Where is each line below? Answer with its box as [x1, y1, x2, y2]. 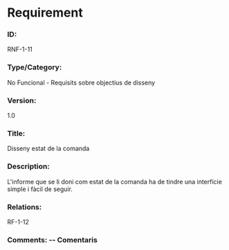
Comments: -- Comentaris [7, 235, 98, 244]
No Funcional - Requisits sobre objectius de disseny [7, 78, 156, 87]
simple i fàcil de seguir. [7, 185, 73, 193]
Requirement [7, 5, 83, 21]
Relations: [7, 202, 42, 212]
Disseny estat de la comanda [7, 144, 90, 153]
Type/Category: [7, 62, 62, 72]
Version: [7, 96, 37, 105]
